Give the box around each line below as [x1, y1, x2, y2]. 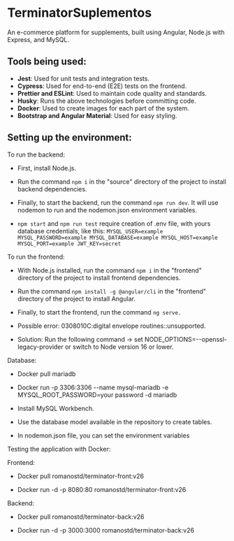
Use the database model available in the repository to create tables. [17, 417, 212, 426]
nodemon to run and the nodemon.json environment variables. [17, 205, 198, 214]
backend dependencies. [17, 185, 87, 193]
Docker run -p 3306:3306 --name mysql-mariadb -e [17, 383, 169, 391]
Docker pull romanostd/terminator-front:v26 [17, 472, 145, 480]
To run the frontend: [7, 252, 65, 261]
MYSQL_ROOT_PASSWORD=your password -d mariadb [17, 390, 177, 399]
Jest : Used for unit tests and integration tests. [17, 74, 150, 82]
